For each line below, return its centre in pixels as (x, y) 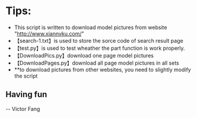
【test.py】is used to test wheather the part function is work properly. (99, 48)
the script (26, 76)
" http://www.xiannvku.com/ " (49, 33)
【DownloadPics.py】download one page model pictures (84, 55)
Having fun (26, 95)
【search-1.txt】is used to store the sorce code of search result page (99, 40)
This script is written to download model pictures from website (90, 27)
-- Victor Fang (23, 109)
